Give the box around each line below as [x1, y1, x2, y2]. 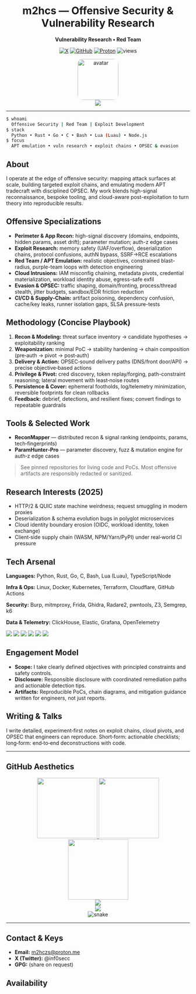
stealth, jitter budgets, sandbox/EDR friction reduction [14, 288, 144, 295]
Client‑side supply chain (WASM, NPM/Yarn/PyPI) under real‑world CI [14, 534, 182, 541]
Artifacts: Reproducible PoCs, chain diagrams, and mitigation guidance [14, 688, 187, 695]
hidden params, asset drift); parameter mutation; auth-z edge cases [14, 238, 178, 245]
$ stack [6, 127, 25, 133]
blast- [160, 257, 175, 264]
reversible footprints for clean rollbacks [14, 389, 110, 396]
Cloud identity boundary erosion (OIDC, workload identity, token [14, 521, 169, 528]
